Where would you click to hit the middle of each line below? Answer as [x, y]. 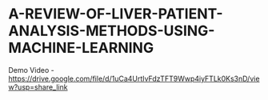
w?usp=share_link [38, 87]
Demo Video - [31, 70]
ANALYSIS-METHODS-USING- [112, 31]
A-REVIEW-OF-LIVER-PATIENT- [116, 14]
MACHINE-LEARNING [81, 48]
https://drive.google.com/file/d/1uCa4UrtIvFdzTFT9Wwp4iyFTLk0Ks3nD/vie [134, 78]
